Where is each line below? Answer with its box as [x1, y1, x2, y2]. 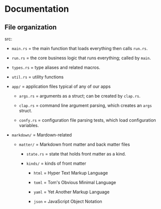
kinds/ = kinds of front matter [26, 160, 87, 166]
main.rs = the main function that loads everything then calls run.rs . [11, 46, 148, 51]
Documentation [4, 3, 69, 15]
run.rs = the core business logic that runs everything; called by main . [11, 55, 151, 61]
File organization [4, 23, 57, 31]
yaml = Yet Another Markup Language [33, 189, 110, 195]
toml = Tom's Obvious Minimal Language [33, 180, 116, 185]
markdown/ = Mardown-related [11, 132, 72, 138]
